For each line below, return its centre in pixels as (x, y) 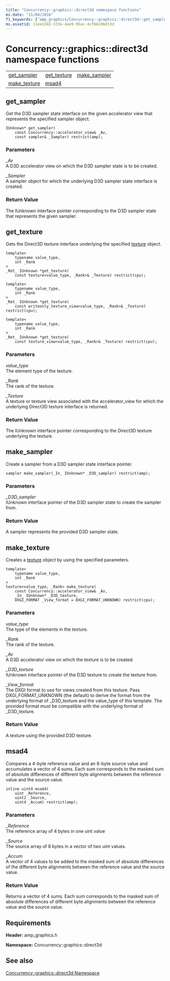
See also (19, 961)
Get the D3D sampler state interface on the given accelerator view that (79, 113)
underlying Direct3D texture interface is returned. (57, 406)
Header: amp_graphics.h (32, 935)
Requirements (28, 923)
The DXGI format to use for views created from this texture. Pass (73, 690)
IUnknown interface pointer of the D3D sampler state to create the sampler (83, 502)
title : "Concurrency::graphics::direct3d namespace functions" (74, 10)
